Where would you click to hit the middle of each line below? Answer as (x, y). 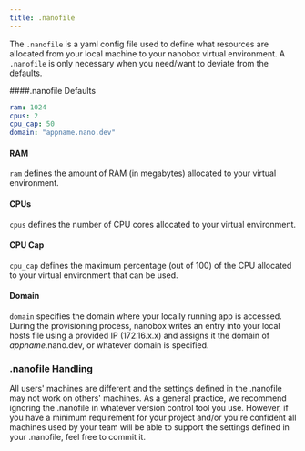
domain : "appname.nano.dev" (63, 133)
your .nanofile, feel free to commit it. (77, 437)
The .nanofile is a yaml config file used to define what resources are (139, 44)
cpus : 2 (24, 116)
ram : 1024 (28, 107)
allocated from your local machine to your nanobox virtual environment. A (147, 53)
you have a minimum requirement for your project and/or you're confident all (153, 418)
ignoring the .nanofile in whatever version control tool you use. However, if (149, 408)
